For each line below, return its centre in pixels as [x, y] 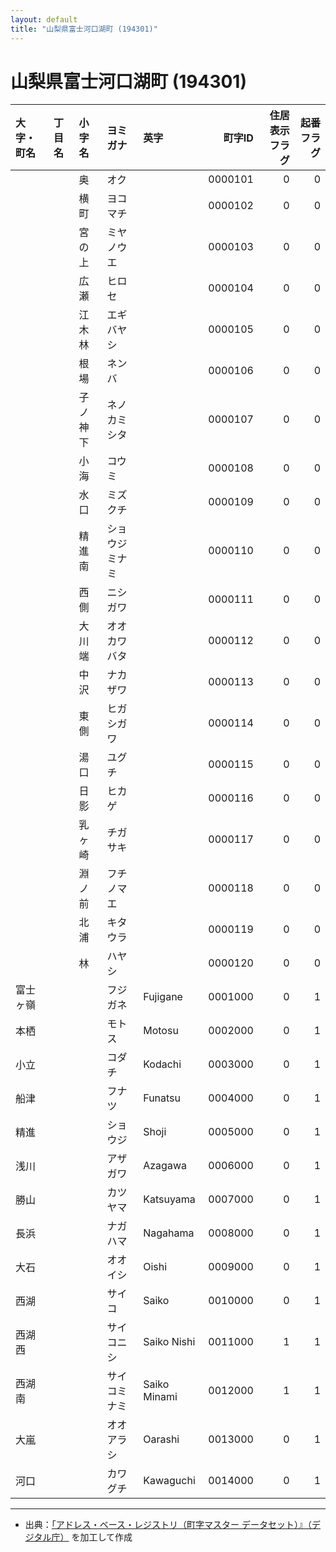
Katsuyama [169, 1199]
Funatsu [162, 1098]
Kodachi [162, 1064]
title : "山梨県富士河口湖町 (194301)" [84, 29]
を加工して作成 [102, 1537]
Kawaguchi [169, 1481]
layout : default [44, 19]
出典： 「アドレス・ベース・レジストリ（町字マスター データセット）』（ [168, 1525]
